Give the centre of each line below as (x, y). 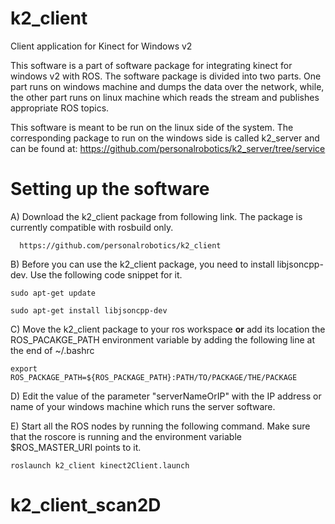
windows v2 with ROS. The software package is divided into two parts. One (166, 76)
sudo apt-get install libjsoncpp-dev (89, 310)
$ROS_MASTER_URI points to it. (76, 447)
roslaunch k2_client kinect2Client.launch (100, 465)
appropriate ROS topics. (60, 108)
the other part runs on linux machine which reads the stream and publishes (165, 97)
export (24, 368)
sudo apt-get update (53, 293)
